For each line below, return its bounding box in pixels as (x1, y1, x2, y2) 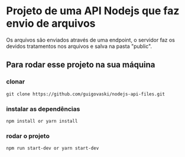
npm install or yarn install (6, 118, 78, 124)
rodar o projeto (6, 132, 50, 140)
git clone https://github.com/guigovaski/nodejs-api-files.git (6, 91, 165, 97)
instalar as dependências (6, 105, 80, 113)
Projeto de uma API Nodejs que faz (6, 4, 180, 18)
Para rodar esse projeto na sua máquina (6, 60, 155, 70)
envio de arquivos (6, 17, 96, 30)
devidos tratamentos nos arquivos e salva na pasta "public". (6, 43, 152, 50)
